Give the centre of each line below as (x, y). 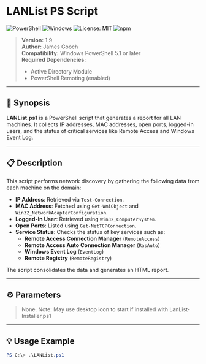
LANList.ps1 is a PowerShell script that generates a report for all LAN (94, 118)
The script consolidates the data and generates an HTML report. (88, 270)
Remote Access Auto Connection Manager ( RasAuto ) (92, 245)
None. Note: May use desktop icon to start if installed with (95, 309)
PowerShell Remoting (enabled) (70, 78)
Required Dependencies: (54, 59)
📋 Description (34, 163)
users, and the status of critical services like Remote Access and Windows (101, 131)
